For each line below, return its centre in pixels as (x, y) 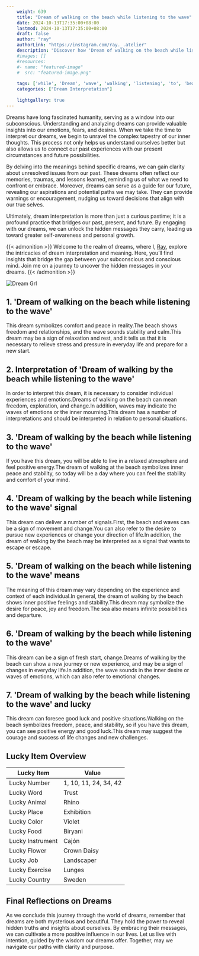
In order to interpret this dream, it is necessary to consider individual (90, 393)
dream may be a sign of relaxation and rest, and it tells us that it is (86, 338)
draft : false (33, 34)
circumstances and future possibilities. (53, 155)
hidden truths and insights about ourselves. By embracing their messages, (97, 927)
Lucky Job (24, 860)
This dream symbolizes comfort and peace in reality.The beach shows (92, 325)
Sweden (75, 880)
